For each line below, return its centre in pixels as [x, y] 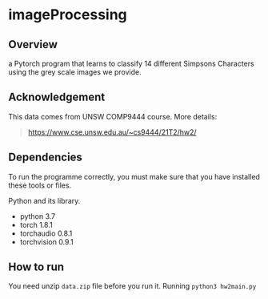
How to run [36, 267]
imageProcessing [68, 15]
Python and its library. [44, 200]
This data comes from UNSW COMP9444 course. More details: [113, 116]
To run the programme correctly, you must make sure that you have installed [134, 176]
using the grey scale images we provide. [75, 72]
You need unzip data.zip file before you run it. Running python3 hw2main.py [132, 286]
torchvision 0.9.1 [46, 241]
